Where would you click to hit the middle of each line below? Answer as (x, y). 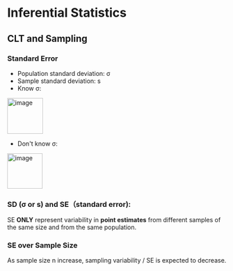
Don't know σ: (37, 144)
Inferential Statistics (67, 13)
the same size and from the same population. (72, 227)
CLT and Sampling (48, 39)
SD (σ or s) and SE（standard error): (69, 204)
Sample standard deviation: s (59, 81)
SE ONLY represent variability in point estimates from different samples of (114, 220)
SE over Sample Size (42, 245)
